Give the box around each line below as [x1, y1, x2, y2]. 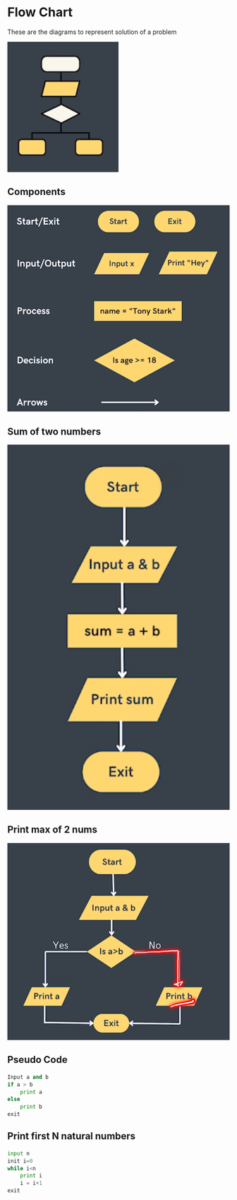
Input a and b [7, 1073, 49, 1081]
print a [20, 1088, 42, 1095]
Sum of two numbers [7, 425, 102, 437]
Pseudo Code [7, 1054, 68, 1066]
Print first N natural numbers [7, 1130, 136, 1142]
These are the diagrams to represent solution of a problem [7, 28, 177, 36]
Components [7, 186, 66, 198]
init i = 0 [7, 1157, 33, 1165]
